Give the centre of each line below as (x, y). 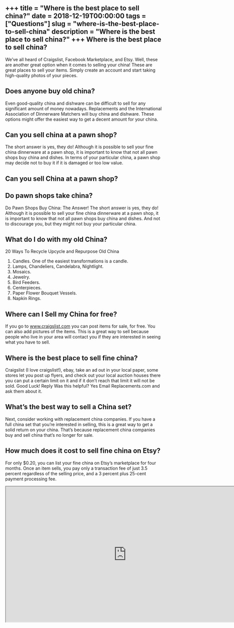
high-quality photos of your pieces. (41, 75)
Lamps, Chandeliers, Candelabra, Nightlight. (58, 266)
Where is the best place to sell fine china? (71, 358)
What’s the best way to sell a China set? (68, 407)
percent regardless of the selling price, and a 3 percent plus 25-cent (76, 473)
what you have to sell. (28, 342)
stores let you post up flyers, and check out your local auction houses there (83, 376)
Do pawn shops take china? (49, 196)
